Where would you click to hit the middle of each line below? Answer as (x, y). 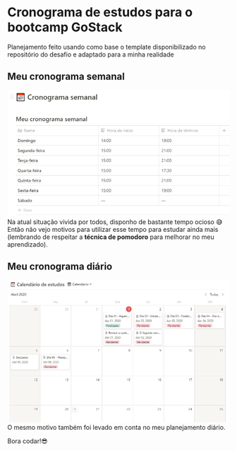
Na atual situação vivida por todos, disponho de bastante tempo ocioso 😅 (115, 222)
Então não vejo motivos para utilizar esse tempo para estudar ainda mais (113, 229)
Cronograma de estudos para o (100, 12)
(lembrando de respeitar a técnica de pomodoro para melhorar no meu (111, 237)
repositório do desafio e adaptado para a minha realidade (91, 54)
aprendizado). (28, 244)
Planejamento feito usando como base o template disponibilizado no (107, 47)
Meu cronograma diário (60, 267)
